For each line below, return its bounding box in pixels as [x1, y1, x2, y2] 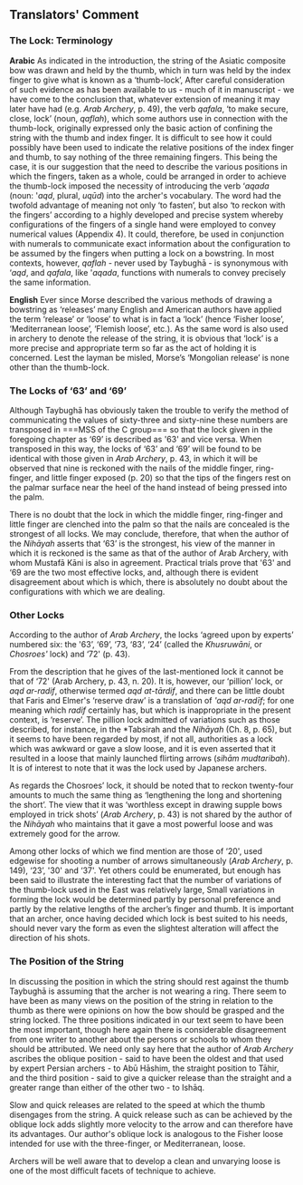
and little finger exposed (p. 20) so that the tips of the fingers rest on [34, 471, 291, 483]
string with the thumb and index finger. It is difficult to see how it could [9, 131, 272, 143]
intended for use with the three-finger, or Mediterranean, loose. [9, 1138, 246, 1149]
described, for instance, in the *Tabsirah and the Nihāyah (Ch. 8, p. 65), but [9, 724, 292, 735]
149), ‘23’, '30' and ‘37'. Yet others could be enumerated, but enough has [9, 865, 281, 876]
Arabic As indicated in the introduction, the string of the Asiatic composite [9, 54, 287, 66]
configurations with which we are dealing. [9, 586, 166, 597]
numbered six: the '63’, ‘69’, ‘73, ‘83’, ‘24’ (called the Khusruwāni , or [9, 639, 262, 650]
